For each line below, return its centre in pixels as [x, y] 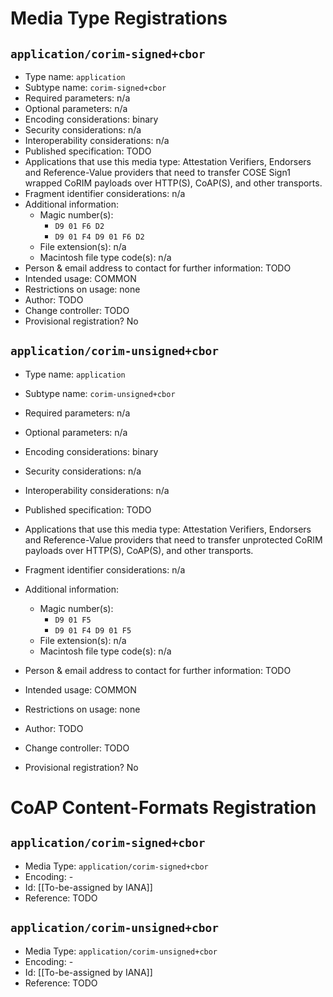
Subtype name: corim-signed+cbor [95, 87]
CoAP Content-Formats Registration [163, 808]
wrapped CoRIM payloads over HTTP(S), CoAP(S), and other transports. [173, 183]
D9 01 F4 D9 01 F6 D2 [99, 237]
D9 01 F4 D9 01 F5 [93, 630]
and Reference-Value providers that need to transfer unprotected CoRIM [173, 539]
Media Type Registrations [119, 18]
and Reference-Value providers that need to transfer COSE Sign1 [157, 172]
